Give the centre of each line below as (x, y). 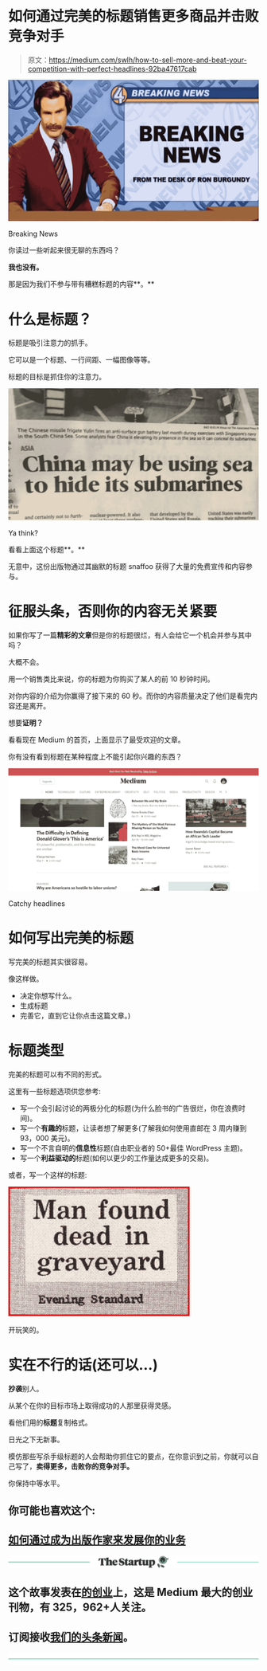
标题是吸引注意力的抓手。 (50, 343)
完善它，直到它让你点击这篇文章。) (75, 1015)
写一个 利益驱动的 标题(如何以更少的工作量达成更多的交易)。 (116, 1158)
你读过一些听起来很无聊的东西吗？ (64, 250)
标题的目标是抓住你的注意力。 (57, 377)
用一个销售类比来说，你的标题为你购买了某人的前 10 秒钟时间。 (111, 679)
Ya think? (23, 533)
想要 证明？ (26, 723)
